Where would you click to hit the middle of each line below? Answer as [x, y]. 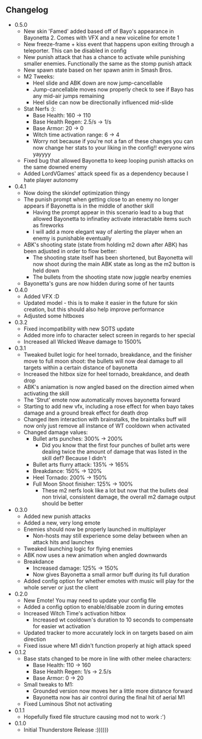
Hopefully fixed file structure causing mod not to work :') [95, 716]
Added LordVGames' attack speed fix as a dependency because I [106, 173]
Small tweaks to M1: [48, 684]
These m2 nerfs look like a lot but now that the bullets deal [115, 490]
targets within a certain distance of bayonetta [81, 367]
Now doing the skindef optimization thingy [77, 193]
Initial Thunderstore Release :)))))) [66, 729]
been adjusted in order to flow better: [70, 251]
